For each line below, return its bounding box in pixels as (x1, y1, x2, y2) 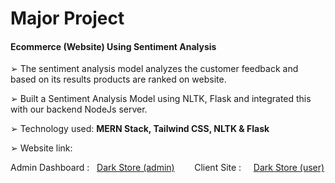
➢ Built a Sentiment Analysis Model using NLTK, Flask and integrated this (10, 93, 312, 105)
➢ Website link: (10, 142, 73, 154)
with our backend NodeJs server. (10, 103, 148, 116)
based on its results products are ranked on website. (10, 73, 227, 86)
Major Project (10, 7, 125, 30)
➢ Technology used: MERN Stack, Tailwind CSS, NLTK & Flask (10, 123, 270, 135)
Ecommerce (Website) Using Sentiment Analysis (10, 40, 217, 52)
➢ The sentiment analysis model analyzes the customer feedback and (10, 63, 299, 75)
